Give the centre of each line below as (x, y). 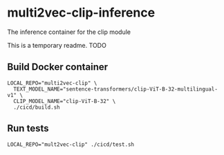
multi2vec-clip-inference (81, 13)
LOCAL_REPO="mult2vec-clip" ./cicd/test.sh (71, 144)
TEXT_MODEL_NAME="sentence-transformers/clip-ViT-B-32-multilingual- (115, 89)
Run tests (28, 128)
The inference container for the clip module (69, 32)
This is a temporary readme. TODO (57, 45)
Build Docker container (58, 67)
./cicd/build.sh (37, 107)
